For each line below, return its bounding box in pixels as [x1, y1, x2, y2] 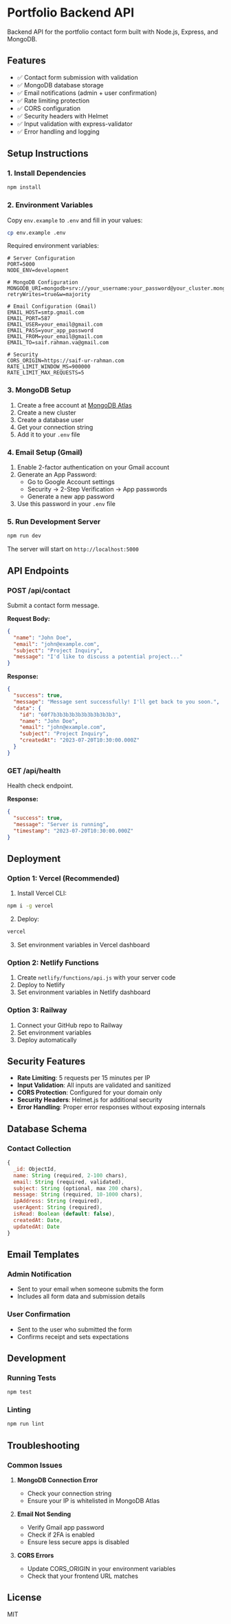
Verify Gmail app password [27, 1523, 104, 1531]
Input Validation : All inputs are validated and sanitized [16, 1081, 171, 1089]
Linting [7, 1404, 31, 1414]
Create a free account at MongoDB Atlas [16, 401, 132, 409]
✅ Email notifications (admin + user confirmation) [16, 88, 157, 97]
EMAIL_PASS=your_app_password [7, 327, 94, 335]
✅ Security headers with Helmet [16, 112, 109, 120]
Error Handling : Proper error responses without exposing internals [16, 1103, 206, 1111]
